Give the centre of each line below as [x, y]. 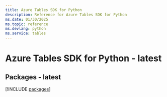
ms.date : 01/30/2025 [27, 19]
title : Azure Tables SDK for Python [44, 10]
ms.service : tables [26, 33]
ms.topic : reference [27, 24]
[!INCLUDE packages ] [28, 89]
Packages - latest [33, 77]
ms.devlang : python [26, 29]
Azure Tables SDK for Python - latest [83, 58]
